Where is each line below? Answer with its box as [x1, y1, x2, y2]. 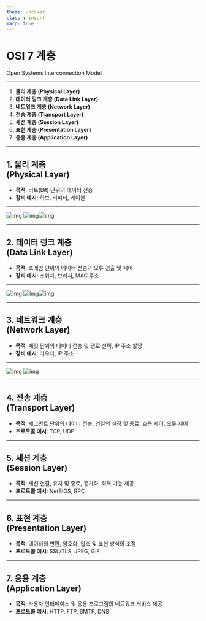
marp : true [6, 20, 34, 26]
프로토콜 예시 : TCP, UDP [15, 427, 75, 434]
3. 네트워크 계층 [6, 315, 63, 325]
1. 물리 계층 [6, 159, 46, 169]
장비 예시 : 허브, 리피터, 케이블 [15, 194, 86, 201]
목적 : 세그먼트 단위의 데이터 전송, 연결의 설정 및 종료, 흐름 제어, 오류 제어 [15, 420, 188, 427]
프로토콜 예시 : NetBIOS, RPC [15, 487, 85, 495]
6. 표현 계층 [6, 513, 48, 523]
